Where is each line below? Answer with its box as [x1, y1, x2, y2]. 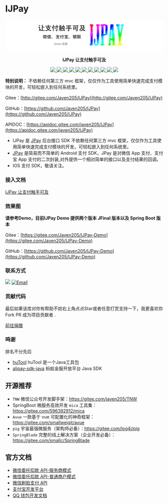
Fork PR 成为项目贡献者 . [5, 312, 56, 318]
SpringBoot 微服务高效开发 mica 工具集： [12, 402, 97, 408]
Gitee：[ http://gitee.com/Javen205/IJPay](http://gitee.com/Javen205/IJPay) [5, 95, 163, 101]
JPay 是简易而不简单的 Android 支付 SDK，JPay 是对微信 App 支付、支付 [12, 150, 163, 156]
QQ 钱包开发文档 [12, 492, 48, 498]
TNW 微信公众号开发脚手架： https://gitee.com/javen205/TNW [12, 395, 137, 402]
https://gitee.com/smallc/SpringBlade [12, 437, 90, 443]
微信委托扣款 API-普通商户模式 [12, 473, 76, 480]
